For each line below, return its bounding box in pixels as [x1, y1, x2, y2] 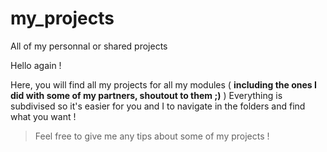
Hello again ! [10, 59, 62, 71]
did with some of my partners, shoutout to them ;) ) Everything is [10, 89, 283, 101]
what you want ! [10, 110, 77, 122]
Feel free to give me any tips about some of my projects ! [34, 130, 270, 142]
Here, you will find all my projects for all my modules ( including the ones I [10, 78, 317, 91]
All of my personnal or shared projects [10, 40, 168, 52]
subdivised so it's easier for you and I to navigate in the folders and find [10, 100, 306, 112]
